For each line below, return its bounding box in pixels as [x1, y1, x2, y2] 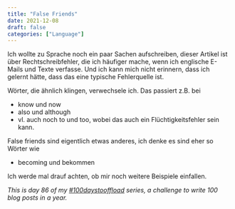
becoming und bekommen [17, 158, 95, 167]
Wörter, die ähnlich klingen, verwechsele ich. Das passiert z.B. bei [7, 86, 201, 95]
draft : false [7, 24, 46, 31]
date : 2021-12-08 [7, 17, 59, 24]
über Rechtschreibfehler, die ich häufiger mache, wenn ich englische [7, 58, 209, 66]
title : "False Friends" [7, 10, 78, 18]
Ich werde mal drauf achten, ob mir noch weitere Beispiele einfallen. [7, 172, 207, 180]
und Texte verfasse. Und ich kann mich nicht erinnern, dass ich [24, 65, 210, 73]
